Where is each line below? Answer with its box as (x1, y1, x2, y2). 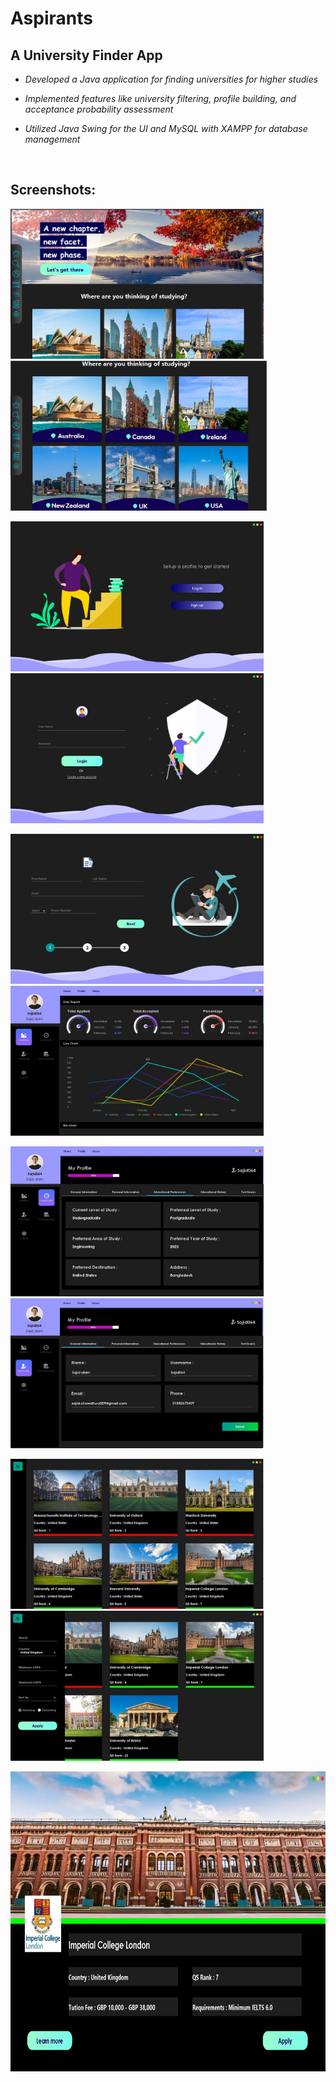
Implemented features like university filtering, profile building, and (24, 93, 297, 104)
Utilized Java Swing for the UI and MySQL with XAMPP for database (24, 123, 308, 134)
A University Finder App (10, 47, 163, 64)
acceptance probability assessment (24, 103, 174, 115)
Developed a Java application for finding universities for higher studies (24, 73, 319, 85)
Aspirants (10, 7, 93, 30)
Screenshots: (10, 182, 97, 199)
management (24, 133, 81, 145)
